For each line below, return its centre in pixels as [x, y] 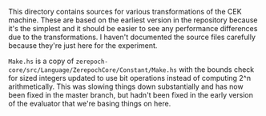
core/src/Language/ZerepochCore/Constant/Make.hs [93, 70]
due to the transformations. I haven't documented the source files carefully [132, 37]
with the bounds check [217, 70]
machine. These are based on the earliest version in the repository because [133, 20]
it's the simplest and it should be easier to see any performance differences [133, 28]
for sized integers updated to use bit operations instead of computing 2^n [129, 78]
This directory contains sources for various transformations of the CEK [125, 12]
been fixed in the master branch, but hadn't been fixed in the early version [131, 95]
